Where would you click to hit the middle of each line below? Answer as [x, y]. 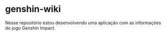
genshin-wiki [33, 9]
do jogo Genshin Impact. [30, 28]
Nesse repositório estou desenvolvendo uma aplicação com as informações [83, 23]
